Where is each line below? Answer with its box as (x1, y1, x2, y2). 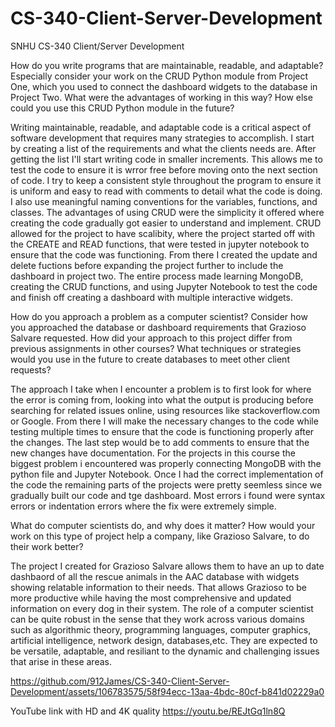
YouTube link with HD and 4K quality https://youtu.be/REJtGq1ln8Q (10, 705, 286, 717)
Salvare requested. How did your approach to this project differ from (10, 332, 293, 344)
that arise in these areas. (10, 655, 112, 667)
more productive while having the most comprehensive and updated (10, 592, 292, 604)
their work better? (10, 540, 84, 552)
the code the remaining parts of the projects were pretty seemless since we (10, 478, 323, 491)
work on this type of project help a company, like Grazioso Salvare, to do (10, 530, 310, 542)
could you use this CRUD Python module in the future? (10, 102, 235, 114)
